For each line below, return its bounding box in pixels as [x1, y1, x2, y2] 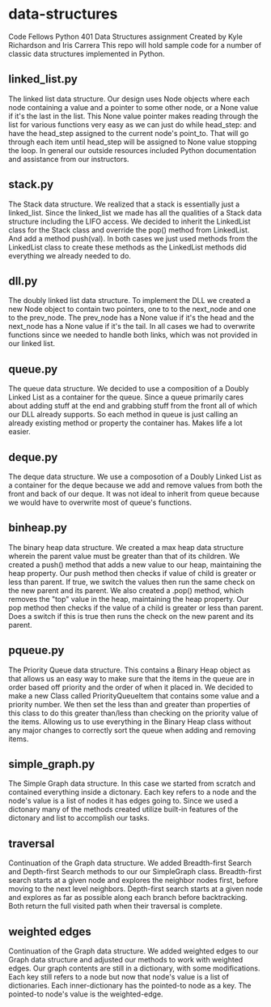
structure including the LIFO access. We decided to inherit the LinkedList [8, 216, 251, 226]
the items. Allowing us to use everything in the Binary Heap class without [8, 716, 252, 726]
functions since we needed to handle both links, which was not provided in [8, 330, 258, 340]
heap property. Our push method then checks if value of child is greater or [8, 568, 256, 578]
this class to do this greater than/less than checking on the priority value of [8, 708, 259, 718]
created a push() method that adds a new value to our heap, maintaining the [8, 560, 262, 570]
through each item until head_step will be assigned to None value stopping [8, 137, 257, 147]
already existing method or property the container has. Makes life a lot [8, 418, 243, 428]
